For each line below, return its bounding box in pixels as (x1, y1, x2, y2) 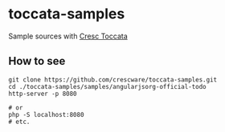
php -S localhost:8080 (8, 110, 84, 118)
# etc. (8, 118, 31, 126)
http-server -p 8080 (8, 90, 78, 98)
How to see (8, 54, 66, 68)
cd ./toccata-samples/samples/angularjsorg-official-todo (8, 82, 207, 90)
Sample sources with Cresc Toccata (8, 31, 128, 41)
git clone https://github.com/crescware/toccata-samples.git (8, 75, 218, 84)
